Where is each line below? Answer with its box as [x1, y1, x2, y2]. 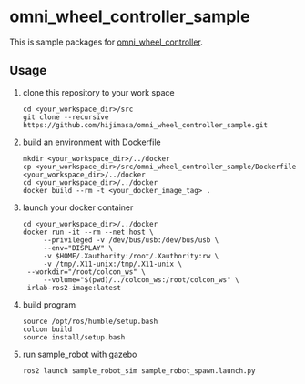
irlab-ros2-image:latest [26, 283, 121, 292]
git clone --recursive [22, 112, 109, 122]
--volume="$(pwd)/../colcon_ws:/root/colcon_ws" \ [43, 275, 239, 284]
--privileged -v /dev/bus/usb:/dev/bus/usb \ [43, 235, 219, 245]
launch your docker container [22, 202, 134, 213]
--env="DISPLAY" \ [43, 243, 114, 252]
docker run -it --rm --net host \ [22, 227, 154, 237]
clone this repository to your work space [22, 86, 175, 97]
